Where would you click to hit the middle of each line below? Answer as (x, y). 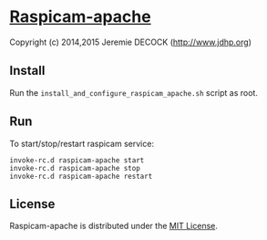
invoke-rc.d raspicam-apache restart (81, 176)
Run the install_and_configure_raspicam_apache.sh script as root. (133, 92)
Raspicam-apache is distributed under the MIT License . (114, 226)
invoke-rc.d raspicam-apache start (77, 160)
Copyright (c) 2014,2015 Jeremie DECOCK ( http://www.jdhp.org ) (131, 42)
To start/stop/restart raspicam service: (82, 143)
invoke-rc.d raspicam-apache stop (75, 168)
